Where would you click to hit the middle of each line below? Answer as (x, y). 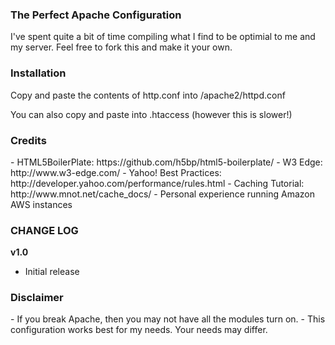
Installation (38, 73)
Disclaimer (37, 298)
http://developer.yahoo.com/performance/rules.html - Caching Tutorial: (157, 183)
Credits (28, 140)
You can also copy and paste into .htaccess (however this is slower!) (151, 114)
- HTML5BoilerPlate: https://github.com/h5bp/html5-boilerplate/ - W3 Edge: (166, 162)
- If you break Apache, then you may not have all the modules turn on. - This (168, 319)
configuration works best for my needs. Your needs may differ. (139, 330)
